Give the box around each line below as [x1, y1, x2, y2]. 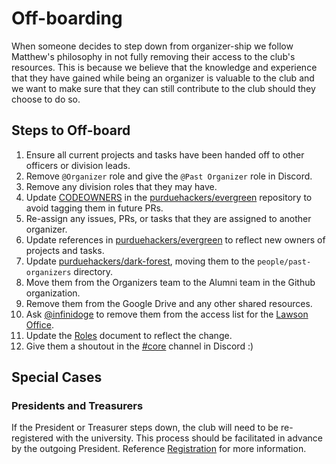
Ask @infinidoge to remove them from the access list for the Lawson [25, 308, 309, 320]
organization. [25, 287, 81, 299]
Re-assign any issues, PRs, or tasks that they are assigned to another [25, 212, 312, 224]
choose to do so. [11, 93, 81, 105]
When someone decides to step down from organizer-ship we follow [11, 40, 294, 52]
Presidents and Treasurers [11, 399, 144, 413]
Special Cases [11, 369, 103, 386]
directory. [73, 265, 114, 277]
